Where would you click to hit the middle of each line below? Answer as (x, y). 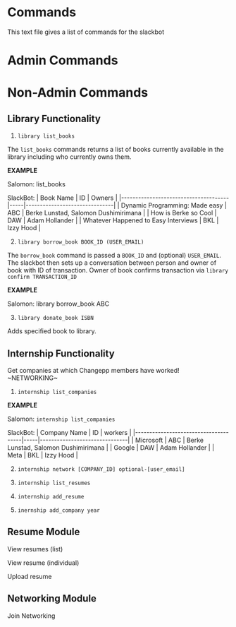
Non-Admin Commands (78, 93)
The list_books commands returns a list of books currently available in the (116, 150)
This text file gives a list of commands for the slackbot (86, 32)
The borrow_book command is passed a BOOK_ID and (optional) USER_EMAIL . (114, 256)
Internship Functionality (61, 353)
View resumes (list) (35, 549)
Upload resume (30, 576)
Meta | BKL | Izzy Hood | (43, 455)
